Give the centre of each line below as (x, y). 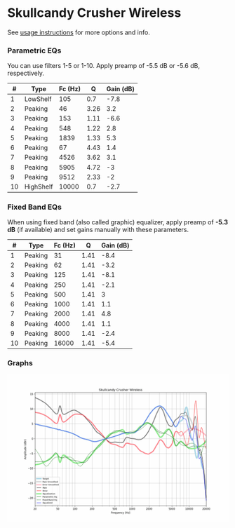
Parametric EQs (34, 50)
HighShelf (39, 187)
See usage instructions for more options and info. (79, 32)
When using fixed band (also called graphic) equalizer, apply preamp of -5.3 (117, 222)
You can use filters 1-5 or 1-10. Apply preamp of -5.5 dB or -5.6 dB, (103, 66)
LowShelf (38, 99)
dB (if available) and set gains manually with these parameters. (98, 230)
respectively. (26, 73)
